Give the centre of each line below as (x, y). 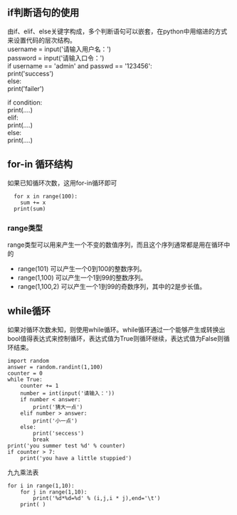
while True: (25, 379)
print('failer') (26, 88)
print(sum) (30, 208)
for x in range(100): (46, 196)
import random (28, 361)
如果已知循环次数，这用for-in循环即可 (62, 183)
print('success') (31, 73)
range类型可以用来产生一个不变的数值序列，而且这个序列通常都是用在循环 (116, 245)
